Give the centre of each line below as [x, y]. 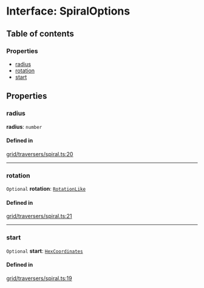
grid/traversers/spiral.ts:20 [40, 154]
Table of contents [40, 34]
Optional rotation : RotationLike [46, 189]
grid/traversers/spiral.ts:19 [39, 278]
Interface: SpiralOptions [68, 11]
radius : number [24, 126]
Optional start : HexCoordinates [45, 251]
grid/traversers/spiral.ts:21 [39, 216]
